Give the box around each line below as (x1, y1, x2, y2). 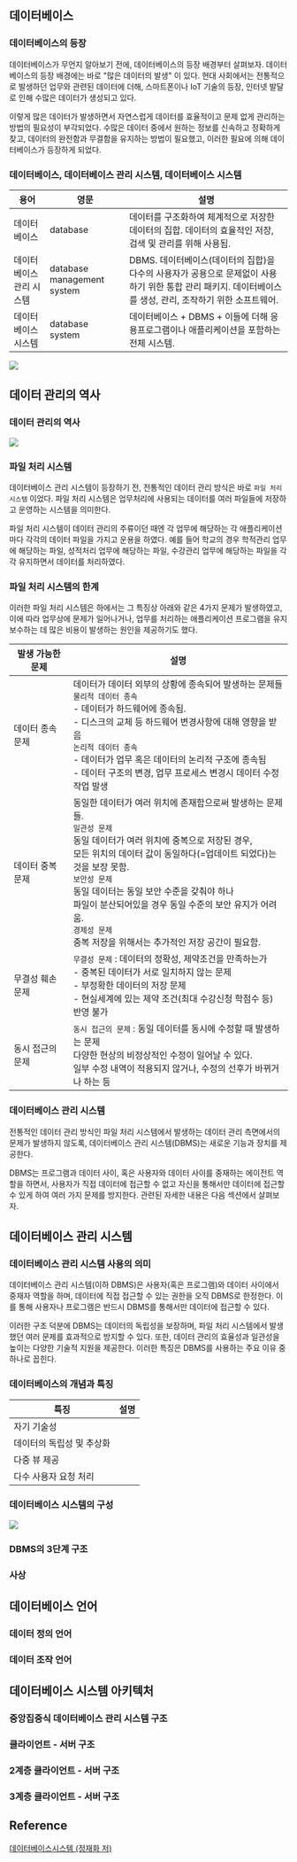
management (49, 273, 104, 285)
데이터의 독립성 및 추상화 (13, 1437, 110, 1449)
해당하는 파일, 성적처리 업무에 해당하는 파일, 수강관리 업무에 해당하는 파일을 (18, 545, 278, 555)
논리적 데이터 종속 (72, 742, 139, 753)
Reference (9, 1819, 68, 1834)
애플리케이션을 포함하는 (188, 323, 281, 336)
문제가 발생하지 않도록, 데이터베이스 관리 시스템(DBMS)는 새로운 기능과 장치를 (9, 1137, 278, 1148)
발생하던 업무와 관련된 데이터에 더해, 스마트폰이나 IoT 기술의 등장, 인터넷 (18, 81, 268, 91)
